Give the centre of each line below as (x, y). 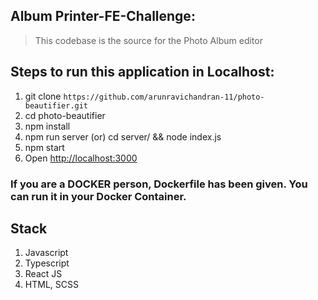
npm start (44, 147)
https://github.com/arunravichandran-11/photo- (164, 97)
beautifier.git (56, 105)
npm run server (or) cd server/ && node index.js (123, 136)
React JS (43, 274)
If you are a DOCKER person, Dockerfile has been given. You (159, 184)
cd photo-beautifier (65, 115)
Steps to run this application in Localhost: (142, 72)
